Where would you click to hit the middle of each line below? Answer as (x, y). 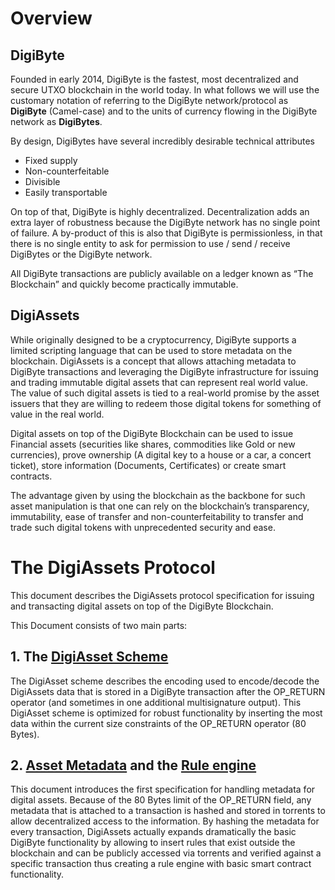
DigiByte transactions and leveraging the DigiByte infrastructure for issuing (164, 371)
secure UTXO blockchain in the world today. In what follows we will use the (165, 90)
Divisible (42, 181)
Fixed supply (51, 160)
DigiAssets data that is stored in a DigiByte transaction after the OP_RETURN (168, 691)
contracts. (31, 476)
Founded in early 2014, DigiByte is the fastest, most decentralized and (154, 79)
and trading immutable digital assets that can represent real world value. (159, 382)
